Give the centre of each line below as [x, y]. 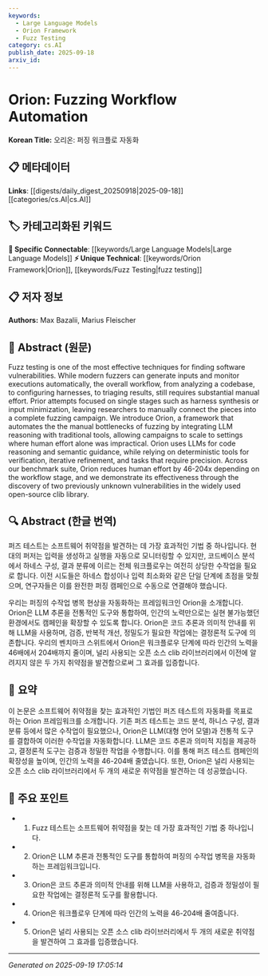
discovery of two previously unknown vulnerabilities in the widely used [124, 486]
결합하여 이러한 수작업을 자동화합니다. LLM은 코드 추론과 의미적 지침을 [126, 740]
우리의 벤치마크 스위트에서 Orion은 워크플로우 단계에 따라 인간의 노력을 [148, 642]
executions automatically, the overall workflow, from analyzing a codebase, [132, 384]
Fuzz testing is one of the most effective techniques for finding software [127, 367]
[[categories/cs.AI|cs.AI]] [50, 199]
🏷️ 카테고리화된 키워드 [60, 226]
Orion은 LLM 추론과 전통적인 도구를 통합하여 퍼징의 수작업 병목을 [133, 856]
